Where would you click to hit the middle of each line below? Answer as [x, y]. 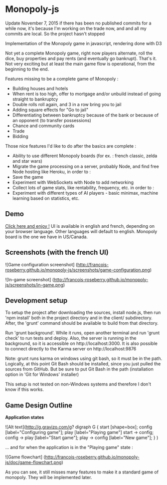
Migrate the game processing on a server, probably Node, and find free [86, 166]
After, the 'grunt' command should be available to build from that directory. [82, 323]
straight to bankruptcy [35, 99]
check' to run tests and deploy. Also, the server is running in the [71, 338]
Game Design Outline [39, 405]
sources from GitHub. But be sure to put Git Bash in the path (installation [79, 369]
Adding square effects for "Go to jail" [50, 110]
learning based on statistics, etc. [46, 198]
